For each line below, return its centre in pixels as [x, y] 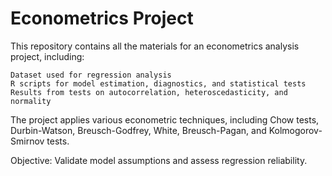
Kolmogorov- [295, 130]
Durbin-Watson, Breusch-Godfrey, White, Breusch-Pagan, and [138, 130]
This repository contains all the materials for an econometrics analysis [155, 46]
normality [31, 101]
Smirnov [27, 141]
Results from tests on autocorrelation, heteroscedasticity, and [149, 92]
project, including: [47, 56]
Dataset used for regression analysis [91, 75]
